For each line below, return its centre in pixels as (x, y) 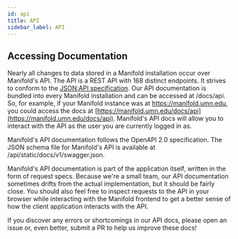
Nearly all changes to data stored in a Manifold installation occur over (109, 73)
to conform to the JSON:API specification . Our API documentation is (107, 88)
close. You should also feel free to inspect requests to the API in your (108, 191)
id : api (19, 14)
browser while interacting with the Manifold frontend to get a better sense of (119, 199)
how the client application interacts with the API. (78, 206)
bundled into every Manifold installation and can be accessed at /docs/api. (117, 96)
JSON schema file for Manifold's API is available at (81, 147)
